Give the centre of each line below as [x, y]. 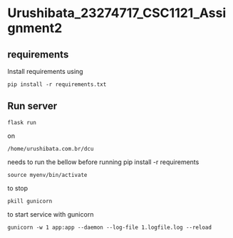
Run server [32, 106]
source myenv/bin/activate [47, 175]
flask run [22, 122]
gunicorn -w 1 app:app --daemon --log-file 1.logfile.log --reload [110, 227]
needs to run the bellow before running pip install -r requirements [103, 162]
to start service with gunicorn [51, 214]
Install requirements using [45, 71]
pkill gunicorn [30, 201]
